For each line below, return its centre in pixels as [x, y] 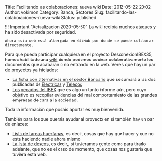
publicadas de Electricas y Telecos [47, 84]
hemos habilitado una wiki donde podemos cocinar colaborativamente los [79, 60]
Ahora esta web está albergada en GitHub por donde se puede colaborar [79, 41]
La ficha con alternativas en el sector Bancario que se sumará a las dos [84, 79]
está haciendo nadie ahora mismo [46, 139]
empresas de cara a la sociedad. [45, 100]
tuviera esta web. [30, 154]
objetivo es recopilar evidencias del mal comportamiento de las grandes [84, 95]
